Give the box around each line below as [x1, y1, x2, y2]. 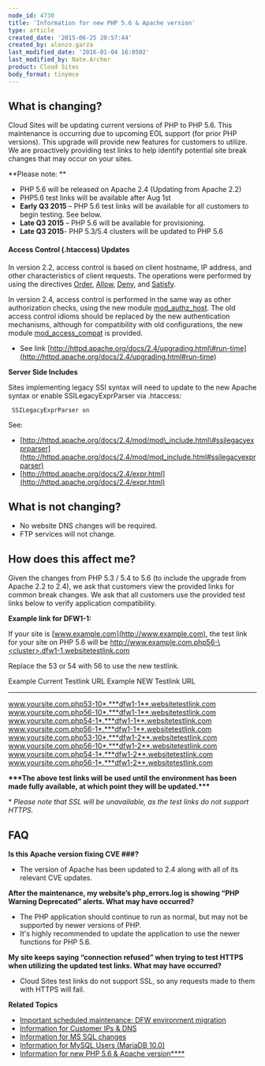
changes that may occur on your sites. [8, 154, 133, 164]
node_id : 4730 [8, 11, 55, 20]
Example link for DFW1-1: [8, 614, 92, 623]
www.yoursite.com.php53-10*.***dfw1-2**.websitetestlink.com [8, 733, 218, 743]
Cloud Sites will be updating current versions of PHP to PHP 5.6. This [8, 120, 233, 130]
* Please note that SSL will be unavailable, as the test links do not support [8, 797, 249, 807]
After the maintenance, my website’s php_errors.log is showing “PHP [8, 888, 240, 898]
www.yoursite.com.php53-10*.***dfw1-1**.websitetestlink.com [8, 699, 217, 709]
